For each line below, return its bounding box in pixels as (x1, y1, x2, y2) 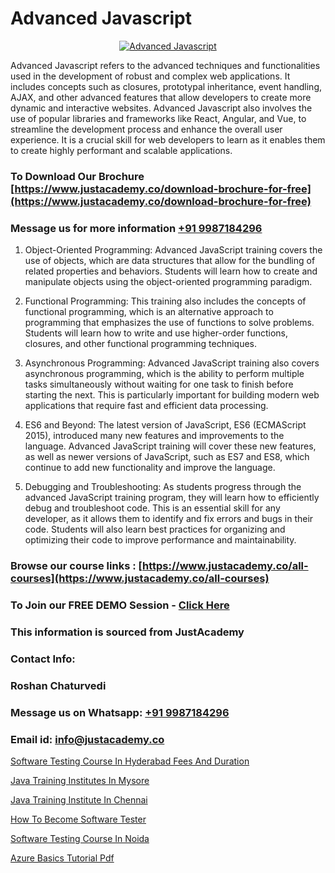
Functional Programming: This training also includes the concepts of (24, 295, 307, 307)
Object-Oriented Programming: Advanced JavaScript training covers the (24, 244, 323, 256)
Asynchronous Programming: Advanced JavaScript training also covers (24, 357, 320, 369)
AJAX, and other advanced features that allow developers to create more (10, 91, 312, 103)
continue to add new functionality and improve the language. (24, 462, 276, 474)
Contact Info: (10, 652, 76, 666)
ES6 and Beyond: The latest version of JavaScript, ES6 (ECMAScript (24, 419, 307, 431)
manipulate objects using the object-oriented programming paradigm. (24, 276, 313, 288)
